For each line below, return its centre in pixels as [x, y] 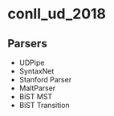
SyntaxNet [37, 71]
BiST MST [36, 96]
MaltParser [37, 88]
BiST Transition [44, 105]
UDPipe [32, 62]
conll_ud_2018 [57, 14]
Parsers [27, 44]
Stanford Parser [45, 80]
